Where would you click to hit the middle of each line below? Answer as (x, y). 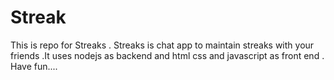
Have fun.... (34, 66)
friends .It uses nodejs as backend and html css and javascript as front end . (167, 55)
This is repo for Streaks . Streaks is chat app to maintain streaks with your (162, 45)
